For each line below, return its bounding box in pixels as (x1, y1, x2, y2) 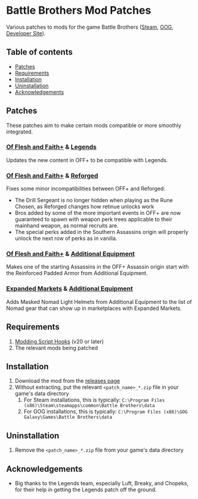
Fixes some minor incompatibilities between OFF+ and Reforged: (6, 185, 166, 192)
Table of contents (6, 47, 73, 57)
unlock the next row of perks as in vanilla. (14, 235, 117, 242)
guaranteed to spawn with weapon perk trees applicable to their (14, 216, 173, 223)
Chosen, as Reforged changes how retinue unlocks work (14, 203, 154, 210)
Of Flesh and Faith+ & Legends (6, 143, 97, 151)
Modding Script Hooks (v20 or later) (14, 337, 104, 345)
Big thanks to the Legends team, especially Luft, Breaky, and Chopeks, (14, 480, 189, 486)
